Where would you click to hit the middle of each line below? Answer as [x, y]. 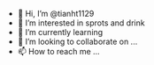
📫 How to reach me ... [58, 51]
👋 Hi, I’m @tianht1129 [56, 14]
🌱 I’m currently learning [60, 32]
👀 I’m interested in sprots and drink [81, 23]
